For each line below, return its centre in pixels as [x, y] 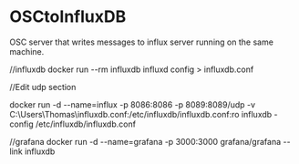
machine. [27, 51]
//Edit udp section [43, 87]
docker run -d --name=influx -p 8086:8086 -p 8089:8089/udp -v [133, 104]
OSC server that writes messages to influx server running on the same [141, 42]
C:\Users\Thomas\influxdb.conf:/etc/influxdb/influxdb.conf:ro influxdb [141, 114]
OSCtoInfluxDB [68, 17]
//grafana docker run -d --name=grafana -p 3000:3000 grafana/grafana [145, 141]
